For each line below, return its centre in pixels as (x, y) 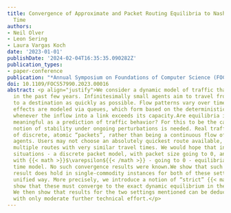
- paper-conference (35, 71)
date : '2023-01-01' (35, 52)
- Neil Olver (26, 33)
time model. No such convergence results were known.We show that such (118, 167)
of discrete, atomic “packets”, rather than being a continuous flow (115, 135)
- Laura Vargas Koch (37, 45)
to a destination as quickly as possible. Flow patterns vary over (112, 103)
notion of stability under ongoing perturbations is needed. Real (110, 128)
